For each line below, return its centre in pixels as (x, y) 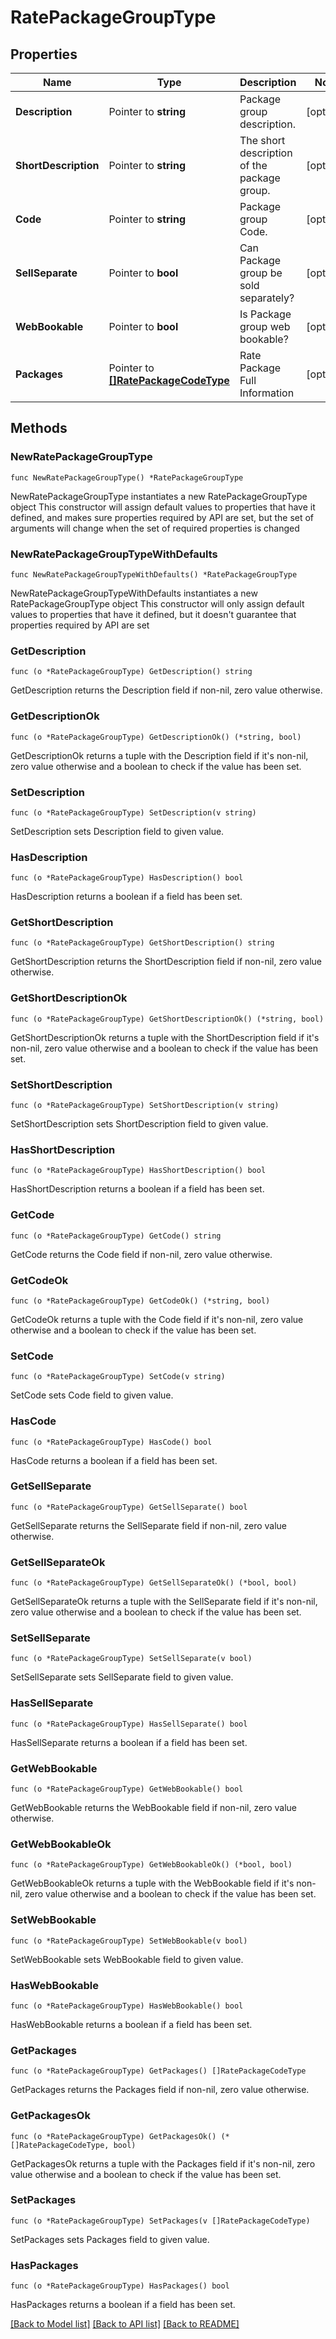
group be (261, 273)
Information (267, 393)
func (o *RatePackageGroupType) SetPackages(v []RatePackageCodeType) (160, 2221)
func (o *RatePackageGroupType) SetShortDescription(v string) (145, 1106)
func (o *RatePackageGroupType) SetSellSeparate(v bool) (131, 1659)
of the (253, 165)
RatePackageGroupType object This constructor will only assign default (157, 603)
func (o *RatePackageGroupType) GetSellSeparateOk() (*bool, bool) (154, 1583)
